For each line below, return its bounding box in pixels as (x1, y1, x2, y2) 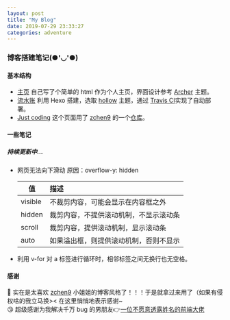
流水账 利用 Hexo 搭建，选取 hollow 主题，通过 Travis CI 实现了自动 (16, 97, 205, 105)
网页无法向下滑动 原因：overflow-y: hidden (16, 166, 139, 174)
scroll (20, 222, 39, 232)
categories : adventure (7, 29, 72, 36)
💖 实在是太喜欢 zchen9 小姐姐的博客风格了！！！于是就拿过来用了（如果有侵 (7, 288, 223, 297)
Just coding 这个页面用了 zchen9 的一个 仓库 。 (16, 114, 149, 122)
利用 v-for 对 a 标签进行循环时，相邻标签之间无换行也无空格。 (16, 254, 192, 262)
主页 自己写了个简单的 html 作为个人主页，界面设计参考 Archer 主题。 (16, 88, 214, 96)
